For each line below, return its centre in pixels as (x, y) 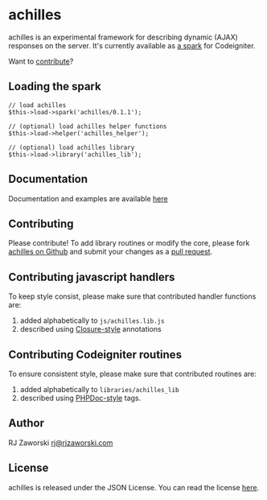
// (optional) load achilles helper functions (88, 126)
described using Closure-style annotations (91, 329)
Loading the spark (55, 87)
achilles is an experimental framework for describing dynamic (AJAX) (123, 37)
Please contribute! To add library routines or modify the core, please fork (129, 243)
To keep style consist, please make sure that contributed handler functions (132, 296)
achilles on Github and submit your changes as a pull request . (111, 252)
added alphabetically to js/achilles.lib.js (92, 320)
